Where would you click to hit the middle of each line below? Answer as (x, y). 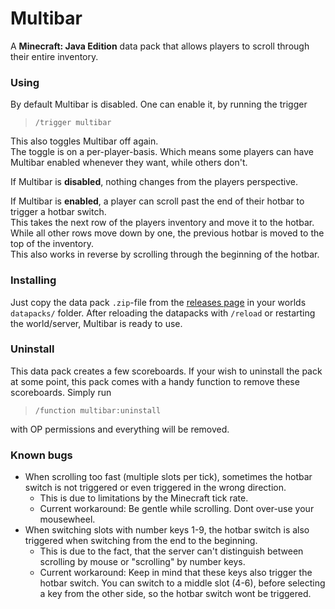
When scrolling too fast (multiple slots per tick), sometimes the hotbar (168, 477)
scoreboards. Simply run (61, 392)
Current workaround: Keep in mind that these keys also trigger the (176, 573)
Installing (33, 280)
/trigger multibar (73, 123)
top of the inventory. (52, 244)
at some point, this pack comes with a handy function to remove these (155, 381)
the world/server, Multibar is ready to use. (96, 323)
